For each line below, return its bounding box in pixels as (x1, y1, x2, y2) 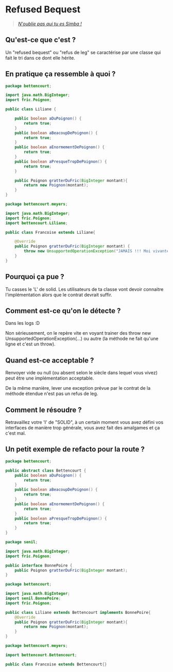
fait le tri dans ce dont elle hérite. (5, 55, 76, 61)
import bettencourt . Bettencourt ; (5, 652, 77, 658)
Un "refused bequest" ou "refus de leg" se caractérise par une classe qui (5, 49, 161, 55)
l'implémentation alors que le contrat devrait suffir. (5, 291, 112, 298)
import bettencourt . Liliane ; (5, 220, 68, 226)
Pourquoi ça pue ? (5, 272, 64, 281)
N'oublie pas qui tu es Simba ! (18, 21, 82, 27)
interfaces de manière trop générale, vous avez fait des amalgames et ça (5, 425, 160, 431)
